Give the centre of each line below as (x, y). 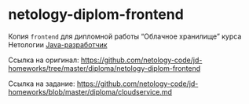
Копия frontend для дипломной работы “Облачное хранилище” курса (125, 36)
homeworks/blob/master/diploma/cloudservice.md (90, 91)
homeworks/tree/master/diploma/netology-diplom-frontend (104, 68)
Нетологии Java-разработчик (58, 44)
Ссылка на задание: (42, 84)
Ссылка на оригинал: (44, 60)
